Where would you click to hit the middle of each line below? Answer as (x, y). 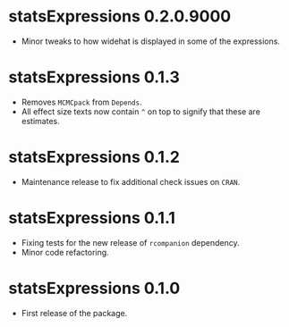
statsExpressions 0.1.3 (94, 77)
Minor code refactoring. (65, 252)
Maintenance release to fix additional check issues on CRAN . (131, 181)
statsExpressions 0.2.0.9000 (120, 17)
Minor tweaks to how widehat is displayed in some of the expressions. (151, 41)
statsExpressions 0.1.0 (94, 288)
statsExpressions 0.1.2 (94, 157)
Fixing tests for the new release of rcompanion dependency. (131, 242)
